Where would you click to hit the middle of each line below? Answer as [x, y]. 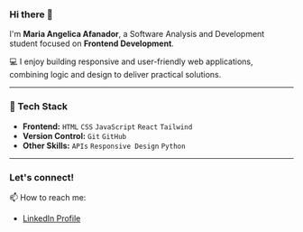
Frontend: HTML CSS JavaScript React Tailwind [107, 126]
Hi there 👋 [32, 14]
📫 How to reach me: [48, 197]
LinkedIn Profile [51, 218]
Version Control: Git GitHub [74, 135]
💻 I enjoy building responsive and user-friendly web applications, [132, 61]
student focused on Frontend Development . [92, 43]
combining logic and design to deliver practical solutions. [115, 75]
